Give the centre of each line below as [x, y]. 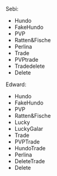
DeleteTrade [30, 161]
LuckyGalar [29, 129]
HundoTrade [30, 148]
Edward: [16, 84]
